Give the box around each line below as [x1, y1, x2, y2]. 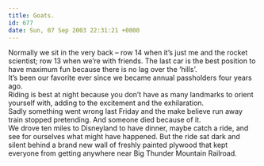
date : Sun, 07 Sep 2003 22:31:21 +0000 [8, 26, 140, 34]
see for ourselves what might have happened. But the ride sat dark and [8, 132, 240, 141]
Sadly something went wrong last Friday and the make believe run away [8, 107, 243, 116]
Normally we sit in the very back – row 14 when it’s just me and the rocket [8, 48, 248, 58]
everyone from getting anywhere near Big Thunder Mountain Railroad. [8, 149, 238, 158]
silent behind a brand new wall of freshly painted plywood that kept [8, 140, 228, 150]
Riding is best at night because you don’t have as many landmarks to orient [8, 90, 254, 100]
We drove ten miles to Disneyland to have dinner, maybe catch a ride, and [8, 123, 249, 133]
